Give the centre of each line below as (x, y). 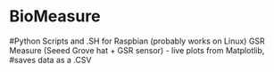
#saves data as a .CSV (50, 60)
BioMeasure (55, 16)
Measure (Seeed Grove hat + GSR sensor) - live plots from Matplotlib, (137, 50)
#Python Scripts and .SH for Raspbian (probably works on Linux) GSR (137, 41)
